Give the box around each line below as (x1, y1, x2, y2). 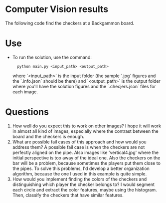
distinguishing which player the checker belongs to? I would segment (12, 181, 155, 187)
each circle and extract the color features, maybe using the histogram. (12, 186, 157, 192)
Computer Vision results (5, 4, 109, 15)
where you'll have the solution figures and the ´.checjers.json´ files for (12, 83, 156, 89)
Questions (5, 106, 49, 118)
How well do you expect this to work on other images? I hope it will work (12, 123, 161, 129)
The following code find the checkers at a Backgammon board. (5, 20, 135, 26)
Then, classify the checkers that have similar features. (12, 192, 124, 198)
